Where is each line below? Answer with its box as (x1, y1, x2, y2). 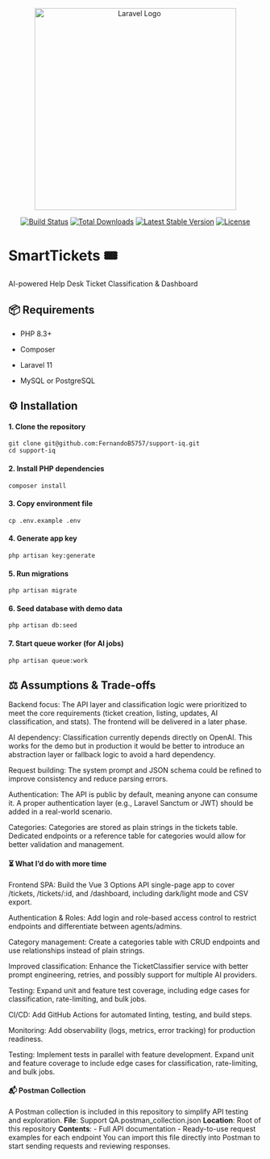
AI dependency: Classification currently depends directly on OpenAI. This (8, 732, 252, 743)
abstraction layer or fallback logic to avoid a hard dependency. (8, 750, 216, 760)
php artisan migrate (8, 587, 78, 595)
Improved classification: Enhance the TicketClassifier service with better (8, 961, 249, 971)
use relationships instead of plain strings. (8, 946, 145, 955)
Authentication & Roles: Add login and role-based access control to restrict (8, 912, 257, 922)
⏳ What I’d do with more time (8, 858, 107, 868)
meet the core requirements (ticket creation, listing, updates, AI (8, 708, 218, 719)
